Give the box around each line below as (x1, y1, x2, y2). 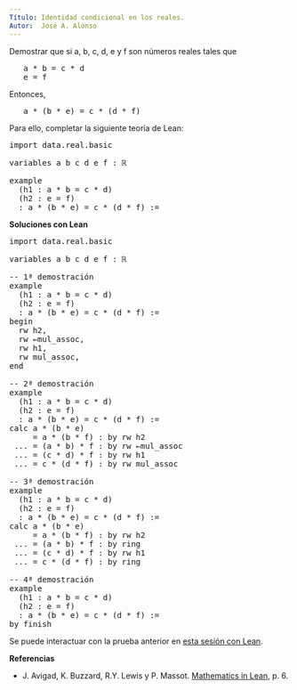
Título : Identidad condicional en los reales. (9, 12, 185, 22)
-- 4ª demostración (9, 574, 94, 584)
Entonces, (9, 88, 46, 99)
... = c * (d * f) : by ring (13, 556, 141, 566)
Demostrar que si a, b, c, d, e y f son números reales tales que (9, 45, 237, 56)
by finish (9, 619, 52, 629)
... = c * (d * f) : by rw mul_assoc (13, 459, 179, 468)
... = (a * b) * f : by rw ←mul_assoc (13, 441, 183, 451)
